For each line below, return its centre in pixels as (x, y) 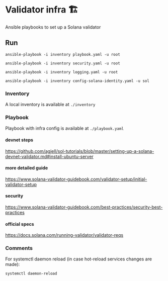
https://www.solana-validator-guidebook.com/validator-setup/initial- (76, 179)
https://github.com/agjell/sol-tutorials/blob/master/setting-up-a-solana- (80, 151)
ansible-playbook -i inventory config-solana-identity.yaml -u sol (77, 81)
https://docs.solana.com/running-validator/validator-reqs (64, 235)
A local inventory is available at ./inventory (50, 105)
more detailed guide (27, 168)
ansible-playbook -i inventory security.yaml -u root (63, 63)
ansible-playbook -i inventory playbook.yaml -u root (63, 54)
